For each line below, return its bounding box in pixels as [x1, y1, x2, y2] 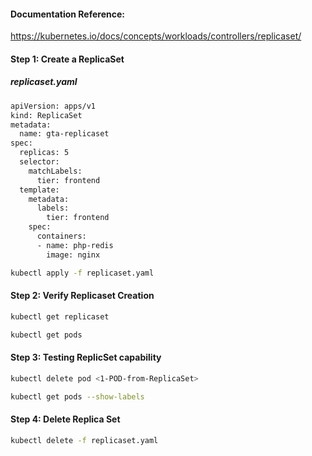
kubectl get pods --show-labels [10, 391, 145, 402]
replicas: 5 [19, 148, 70, 158]
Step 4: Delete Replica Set [10, 413, 121, 425]
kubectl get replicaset [10, 311, 110, 322]
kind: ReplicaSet [10, 110, 83, 120]
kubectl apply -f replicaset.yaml [10, 268, 155, 278]
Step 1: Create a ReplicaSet [10, 53, 125, 65]
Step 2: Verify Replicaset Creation [10, 290, 155, 302]
